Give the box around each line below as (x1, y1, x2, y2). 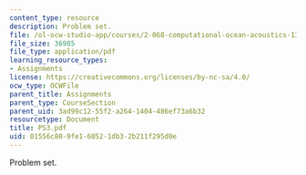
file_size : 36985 (9, 38, 76, 48)
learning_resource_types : (9, 56, 107, 65)
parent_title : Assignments (9, 89, 112, 98)
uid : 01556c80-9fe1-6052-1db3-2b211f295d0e (9, 132, 178, 141)
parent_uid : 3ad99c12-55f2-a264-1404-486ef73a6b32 (9, 107, 206, 116)
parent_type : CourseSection (9, 98, 117, 108)
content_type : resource (9, 13, 100, 23)
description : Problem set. (9, 22, 112, 31)
